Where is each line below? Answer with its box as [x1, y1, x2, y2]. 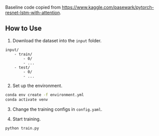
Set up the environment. [12, 83, 63, 89]
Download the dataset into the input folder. [12, 37, 102, 43]
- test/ [14, 65, 30, 70]
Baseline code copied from [5, 5, 61, 10]
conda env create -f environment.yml [5, 92, 84, 97]
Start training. [12, 116, 41, 122]
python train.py [5, 125, 39, 130]
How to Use [5, 24, 42, 33]
